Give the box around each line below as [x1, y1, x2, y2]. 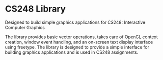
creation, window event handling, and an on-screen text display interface [5, 39, 153, 45]
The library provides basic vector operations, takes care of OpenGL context [5, 34, 158, 40]
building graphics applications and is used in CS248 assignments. [5, 49, 138, 55]
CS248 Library [5, 3, 66, 15]
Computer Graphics [5, 24, 45, 30]
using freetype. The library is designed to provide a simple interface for [5, 44, 150, 50]
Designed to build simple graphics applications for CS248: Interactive [5, 19, 146, 25]
